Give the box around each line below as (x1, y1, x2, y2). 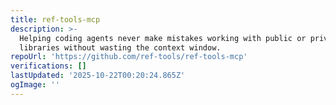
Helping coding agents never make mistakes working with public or (19, 33, 307, 43)
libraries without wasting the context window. (19, 42, 222, 53)
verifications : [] (10, 61, 87, 71)
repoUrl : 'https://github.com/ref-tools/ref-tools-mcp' (10, 52, 248, 62)
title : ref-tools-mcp (10, 14, 101, 25)
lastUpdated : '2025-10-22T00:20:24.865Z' (10, 71, 186, 81)
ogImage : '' (10, 80, 60, 90)
